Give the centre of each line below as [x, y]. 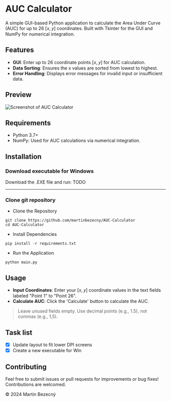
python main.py [21, 262]
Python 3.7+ [25, 135]
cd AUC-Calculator [25, 225]
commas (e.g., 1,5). [38, 317]
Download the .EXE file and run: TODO [46, 182]
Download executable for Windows [50, 171]
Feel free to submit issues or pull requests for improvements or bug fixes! [82, 379]
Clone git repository [31, 200]
